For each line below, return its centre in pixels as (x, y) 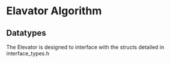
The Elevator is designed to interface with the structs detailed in (85, 47)
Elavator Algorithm (54, 11)
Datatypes (26, 33)
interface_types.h (28, 53)
